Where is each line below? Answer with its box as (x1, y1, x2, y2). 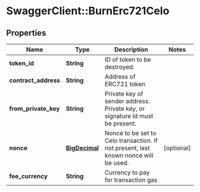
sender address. (104, 97, 151, 105)
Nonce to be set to (104, 129, 157, 137)
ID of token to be (104, 55, 151, 64)
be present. (104, 119, 137, 127)
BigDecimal (65, 144, 99, 152)
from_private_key (9, 105, 60, 112)
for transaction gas (104, 176, 158, 184)
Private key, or (104, 105, 145, 112)
